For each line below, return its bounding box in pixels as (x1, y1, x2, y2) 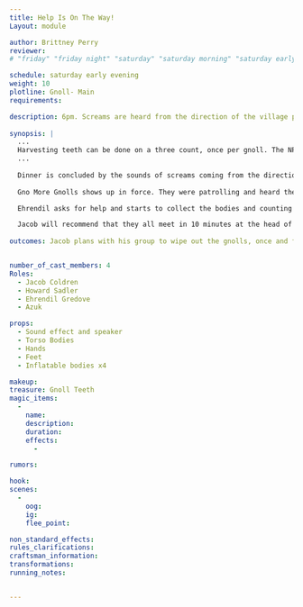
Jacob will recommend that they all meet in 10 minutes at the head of (17, 220, 293, 230)
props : (9, 319, 34, 329)
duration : (25, 427, 63, 437)
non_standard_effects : (9, 535, 95, 544)
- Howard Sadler (17, 285, 78, 295)
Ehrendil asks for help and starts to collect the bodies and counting (17, 204, 293, 213)
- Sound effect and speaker (17, 328, 124, 337)
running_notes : (9, 568, 67, 577)
